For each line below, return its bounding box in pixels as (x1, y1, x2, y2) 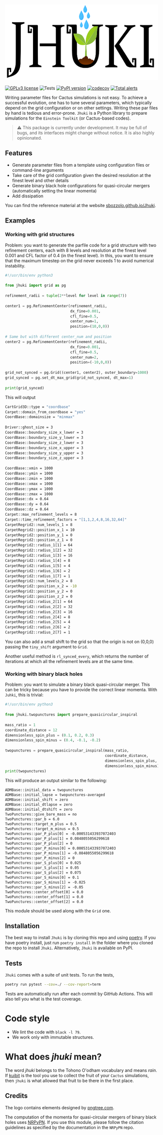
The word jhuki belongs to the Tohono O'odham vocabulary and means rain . (5, 1067, 158, 1073)
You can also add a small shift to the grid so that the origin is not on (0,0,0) (5, 639, 154, 645)
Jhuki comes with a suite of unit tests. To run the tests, (5, 972, 114, 978)
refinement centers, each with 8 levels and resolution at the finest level (5, 247, 147, 253)
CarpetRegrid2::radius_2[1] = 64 (5, 599, 73, 604)
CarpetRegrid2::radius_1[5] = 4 (5, 563, 70, 568)
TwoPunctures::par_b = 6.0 (5, 817, 60, 821)
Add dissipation (12, 193, 44, 199)
